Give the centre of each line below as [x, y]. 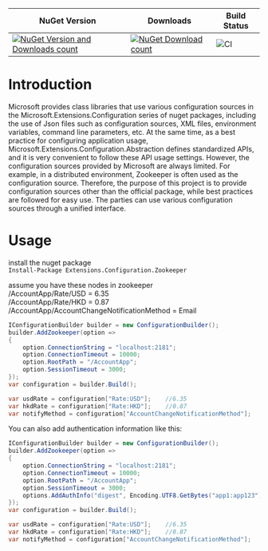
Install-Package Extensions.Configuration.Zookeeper [98, 270]
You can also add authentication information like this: [95, 429]
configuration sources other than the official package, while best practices [131, 191]
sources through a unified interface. [67, 208]
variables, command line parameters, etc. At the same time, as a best [122, 132]
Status [236, 26]
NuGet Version [67, 21]
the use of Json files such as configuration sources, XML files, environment [132, 124]
